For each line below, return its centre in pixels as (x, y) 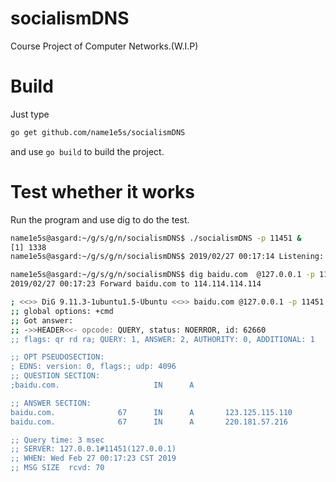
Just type (30, 114)
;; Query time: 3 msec (57, 440)
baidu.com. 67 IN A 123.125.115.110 (151, 412)
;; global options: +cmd (62, 311)
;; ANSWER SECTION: (51, 403)
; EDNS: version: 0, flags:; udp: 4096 (93, 367)
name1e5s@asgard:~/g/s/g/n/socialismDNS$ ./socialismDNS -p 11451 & (156, 238)
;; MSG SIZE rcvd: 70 (57, 468)
